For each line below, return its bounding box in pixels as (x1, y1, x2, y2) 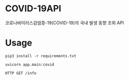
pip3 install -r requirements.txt (5, 53, 77, 58)
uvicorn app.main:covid (5, 62, 55, 67)
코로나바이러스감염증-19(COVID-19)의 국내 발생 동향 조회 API (5, 20, 124, 26)
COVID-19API (5, 3, 62, 14)
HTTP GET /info (5, 71, 37, 76)
